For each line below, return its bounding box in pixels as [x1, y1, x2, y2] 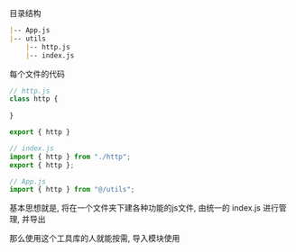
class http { [9, 94, 59, 103]
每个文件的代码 [9, 68, 65, 79]
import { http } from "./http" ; [9, 152, 131, 161]
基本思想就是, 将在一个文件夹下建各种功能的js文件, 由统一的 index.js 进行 [9, 202, 280, 213]
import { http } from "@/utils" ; [9, 185, 135, 194]
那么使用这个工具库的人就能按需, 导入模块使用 [9, 233, 180, 244]
